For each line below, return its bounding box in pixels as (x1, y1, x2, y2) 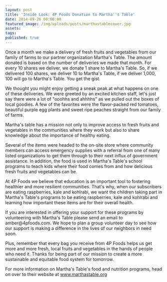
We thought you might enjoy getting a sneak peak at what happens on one (5, 85, 158, 91)
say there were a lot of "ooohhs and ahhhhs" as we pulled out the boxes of (5, 96, 159, 102)
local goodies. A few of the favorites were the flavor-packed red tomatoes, (5, 101, 158, 107)
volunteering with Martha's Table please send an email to (5, 214, 123, 220)
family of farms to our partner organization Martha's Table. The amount (5, 54, 152, 60)
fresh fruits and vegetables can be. (5, 168, 77, 174)
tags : (5, 31, 16, 36)
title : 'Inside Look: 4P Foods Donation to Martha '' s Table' (5, 12, 135, 17)
